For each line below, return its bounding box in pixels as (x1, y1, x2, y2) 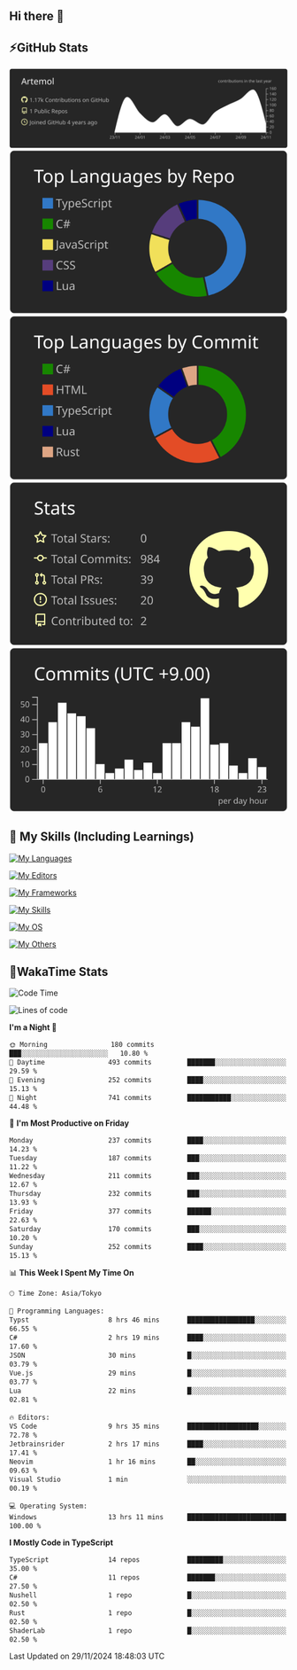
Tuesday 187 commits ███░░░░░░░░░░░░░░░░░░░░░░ (9, 1154, 287, 1163)
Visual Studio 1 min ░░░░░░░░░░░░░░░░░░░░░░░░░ (9, 1475, 287, 1485)
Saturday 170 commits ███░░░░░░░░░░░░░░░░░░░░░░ (9, 1225, 287, 1234)
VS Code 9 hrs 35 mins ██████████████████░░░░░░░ (9, 1422, 287, 1432)
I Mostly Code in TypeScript (9, 1537, 113, 1548)
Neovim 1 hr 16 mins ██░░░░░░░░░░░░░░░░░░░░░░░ (9, 1457, 287, 1467)
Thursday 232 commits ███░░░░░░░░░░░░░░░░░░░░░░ (9, 1190, 287, 1198)
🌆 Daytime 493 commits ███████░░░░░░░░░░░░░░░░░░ (9, 1058, 287, 1067)
